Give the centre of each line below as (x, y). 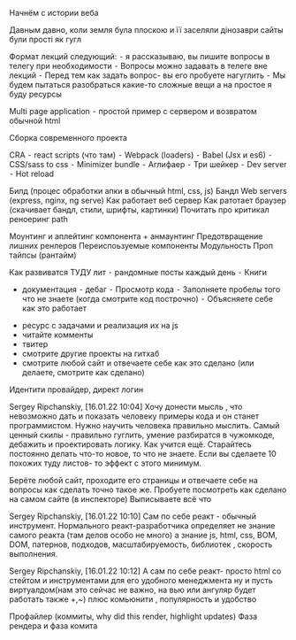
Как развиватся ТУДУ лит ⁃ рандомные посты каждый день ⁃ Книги (138, 272)
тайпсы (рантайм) (43, 255)
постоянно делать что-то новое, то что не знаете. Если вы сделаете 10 (143, 454)
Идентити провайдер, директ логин (76, 389)
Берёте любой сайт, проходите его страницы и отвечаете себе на (134, 480)
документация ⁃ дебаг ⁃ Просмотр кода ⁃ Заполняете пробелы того (151, 289)
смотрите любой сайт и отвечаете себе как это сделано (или (138, 363)
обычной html (35, 120)
